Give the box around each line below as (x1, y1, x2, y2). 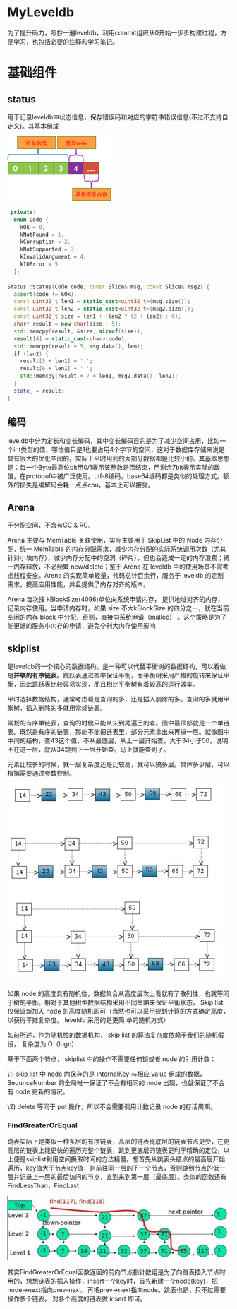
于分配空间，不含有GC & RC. (7, 521, 90, 530)
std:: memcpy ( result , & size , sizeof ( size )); (13, 328, 143, 335)
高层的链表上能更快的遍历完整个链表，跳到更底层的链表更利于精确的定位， (7, 1146, 224, 1155)
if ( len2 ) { (13, 350, 49, 357)
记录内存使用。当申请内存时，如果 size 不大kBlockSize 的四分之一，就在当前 (7, 604, 229, 612)
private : (10, 208, 37, 215)
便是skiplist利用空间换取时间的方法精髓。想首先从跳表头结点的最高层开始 (13, 1155, 226, 1163)
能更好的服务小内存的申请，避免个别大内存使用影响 (7, 622, 156, 630)
